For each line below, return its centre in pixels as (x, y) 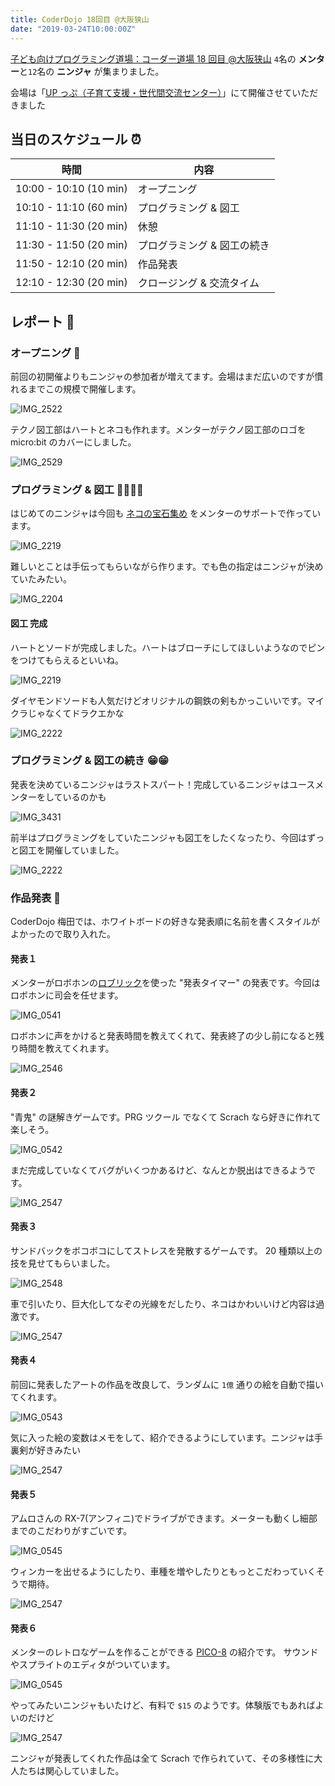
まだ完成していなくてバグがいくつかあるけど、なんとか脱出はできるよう (159, 1170)
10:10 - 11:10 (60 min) (71, 208)
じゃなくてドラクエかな (76, 713)
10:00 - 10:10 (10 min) (71, 189)
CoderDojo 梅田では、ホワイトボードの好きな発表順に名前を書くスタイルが (165, 922)
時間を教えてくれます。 (66, 1048)
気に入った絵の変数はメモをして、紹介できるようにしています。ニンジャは (162, 1437)
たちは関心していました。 (71, 1771)
